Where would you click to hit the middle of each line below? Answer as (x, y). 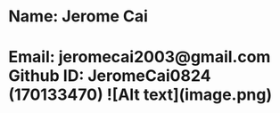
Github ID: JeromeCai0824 (110, 76)
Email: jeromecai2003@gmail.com (140, 57)
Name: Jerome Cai (78, 16)
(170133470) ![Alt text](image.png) (140, 95)
